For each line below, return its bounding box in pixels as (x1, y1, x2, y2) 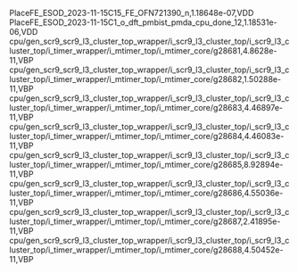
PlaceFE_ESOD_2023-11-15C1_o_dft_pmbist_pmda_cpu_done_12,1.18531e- (9, 17, 278, 28)
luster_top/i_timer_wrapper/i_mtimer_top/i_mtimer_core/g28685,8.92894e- (9, 160, 284, 170)
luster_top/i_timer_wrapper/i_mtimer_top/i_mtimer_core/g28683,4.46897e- (9, 103, 284, 112)
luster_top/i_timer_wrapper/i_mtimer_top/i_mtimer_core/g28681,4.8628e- (9, 45, 277, 56)
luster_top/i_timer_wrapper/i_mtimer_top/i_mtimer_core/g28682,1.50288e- (9, 74, 282, 84)
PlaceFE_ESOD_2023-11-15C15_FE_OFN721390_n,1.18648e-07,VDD (9, 8, 254, 18)
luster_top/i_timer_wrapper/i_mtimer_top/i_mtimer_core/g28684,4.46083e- (9, 131, 285, 141)
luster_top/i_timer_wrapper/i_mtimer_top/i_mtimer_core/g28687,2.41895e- (9, 216, 281, 227)
